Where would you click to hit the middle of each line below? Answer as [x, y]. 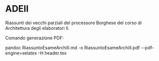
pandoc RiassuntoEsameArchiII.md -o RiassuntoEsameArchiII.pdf [72, 47]
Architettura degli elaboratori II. [37, 28]
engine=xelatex [21, 53]
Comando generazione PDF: [34, 38]
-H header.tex [52, 53]
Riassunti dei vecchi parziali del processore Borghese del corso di [73, 23]
